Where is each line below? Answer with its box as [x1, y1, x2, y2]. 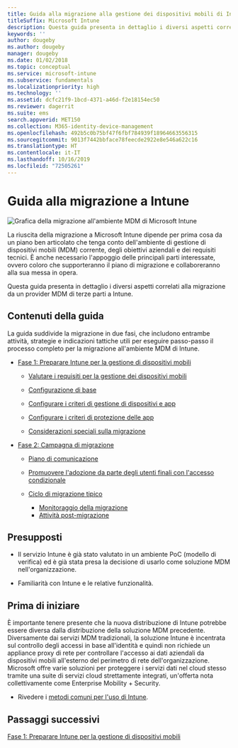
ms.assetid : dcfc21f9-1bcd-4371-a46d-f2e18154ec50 [7, 97, 160, 104]
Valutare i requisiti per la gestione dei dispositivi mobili [28, 371, 187, 380]
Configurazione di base [28, 385, 97, 394]
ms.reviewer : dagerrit [7, 103, 74, 110]
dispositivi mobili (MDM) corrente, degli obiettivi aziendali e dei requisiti [7, 245, 216, 254]
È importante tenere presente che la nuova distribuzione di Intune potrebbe [7, 619, 227, 627]
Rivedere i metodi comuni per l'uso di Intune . [17, 693, 149, 701]
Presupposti [7, 531, 62, 543]
